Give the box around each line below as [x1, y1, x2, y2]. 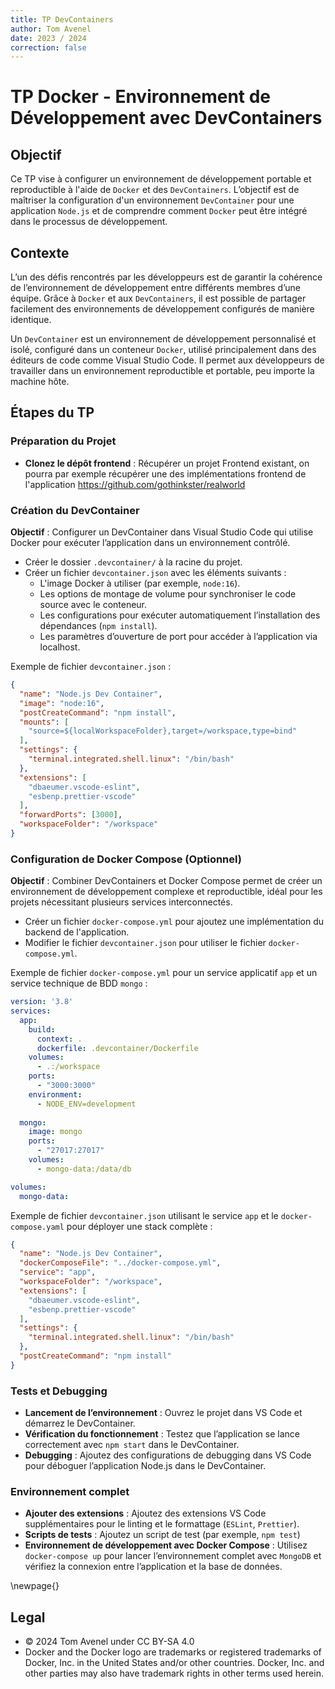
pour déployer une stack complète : [66, 1220, 213, 1232]
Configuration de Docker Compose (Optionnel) [10, 852, 242, 866]
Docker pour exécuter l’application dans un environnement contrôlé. [10, 537, 291, 549]
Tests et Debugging [10, 1384, 108, 1398]
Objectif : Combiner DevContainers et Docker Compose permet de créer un [10, 875, 323, 887]
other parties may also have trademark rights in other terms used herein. [24, 1667, 324, 1680]
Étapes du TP [10, 404, 95, 421]
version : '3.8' [10, 997, 74, 1007]
